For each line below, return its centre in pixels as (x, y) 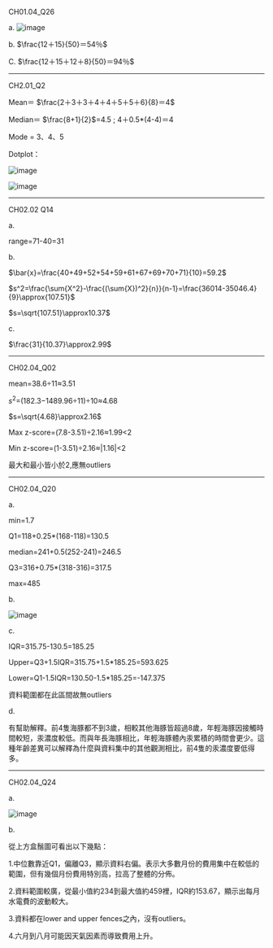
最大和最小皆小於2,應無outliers (60, 465)
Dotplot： (24, 154)
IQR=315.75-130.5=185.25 (52, 646)
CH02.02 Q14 (31, 210)
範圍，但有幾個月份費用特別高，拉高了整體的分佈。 (94, 873)
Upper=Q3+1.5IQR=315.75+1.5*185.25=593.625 (89, 662)
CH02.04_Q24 (32, 782)
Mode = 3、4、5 (36, 137)
